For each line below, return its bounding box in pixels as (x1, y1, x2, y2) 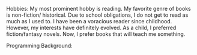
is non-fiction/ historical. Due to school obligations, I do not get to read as (6, 11, 189, 19)
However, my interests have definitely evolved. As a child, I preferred (6, 24, 177, 31)
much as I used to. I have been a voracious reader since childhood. (6, 18, 172, 25)
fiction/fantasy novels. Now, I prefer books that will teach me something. (6, 30, 186, 38)
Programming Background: (6, 42, 73, 49)
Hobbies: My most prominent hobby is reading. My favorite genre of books (6, 5, 191, 12)
